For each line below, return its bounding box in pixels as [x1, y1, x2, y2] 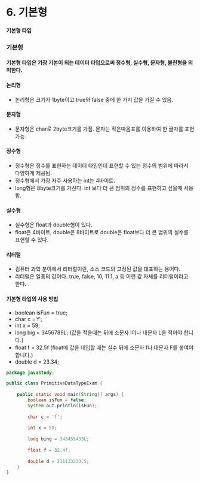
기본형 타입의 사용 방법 [6, 295, 59, 302]
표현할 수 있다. [14, 236, 49, 243]
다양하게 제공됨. [14, 169, 52, 177]
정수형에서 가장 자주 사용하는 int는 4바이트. [14, 177, 115, 184]
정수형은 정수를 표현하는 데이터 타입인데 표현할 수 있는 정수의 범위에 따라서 [14, 162, 189, 169]
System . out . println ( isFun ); [27, 403, 97, 409]
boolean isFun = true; [14, 309, 67, 316]
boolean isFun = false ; [27, 397, 87, 403]
